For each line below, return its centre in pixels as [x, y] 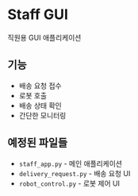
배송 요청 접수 [40, 86]
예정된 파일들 [38, 143]
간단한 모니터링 [42, 115]
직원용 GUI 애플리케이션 [44, 37]
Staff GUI [38, 15]
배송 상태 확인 [40, 106]
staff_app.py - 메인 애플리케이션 [70, 163]
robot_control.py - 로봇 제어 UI [69, 183]
